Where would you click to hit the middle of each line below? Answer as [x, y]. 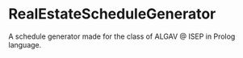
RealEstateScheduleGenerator [112, 14]
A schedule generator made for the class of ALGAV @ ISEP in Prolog [122, 36]
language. [25, 44]
